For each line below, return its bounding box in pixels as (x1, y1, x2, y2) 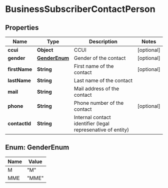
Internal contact (73, 114, 111, 121)
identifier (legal (73, 120, 110, 127)
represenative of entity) (73, 126, 129, 133)
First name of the (73, 63, 114, 69)
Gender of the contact (73, 55, 126, 61)
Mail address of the (73, 85, 119, 92)
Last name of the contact (73, 77, 133, 84)
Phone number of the (73, 100, 124, 106)
